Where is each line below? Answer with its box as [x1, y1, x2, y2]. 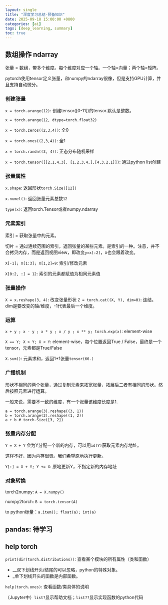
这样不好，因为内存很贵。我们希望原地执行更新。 [5, 453, 106, 459]
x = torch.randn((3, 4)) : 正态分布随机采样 [5, 148, 94, 154]
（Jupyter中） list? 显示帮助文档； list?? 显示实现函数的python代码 [5, 594, 143, 600]
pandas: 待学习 [5, 525, 52, 533]
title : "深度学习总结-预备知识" [5, 12, 65, 17]
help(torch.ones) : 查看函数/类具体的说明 [5, 584, 89, 590]
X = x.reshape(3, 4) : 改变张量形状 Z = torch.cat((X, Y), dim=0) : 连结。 [5, 296, 156, 302]
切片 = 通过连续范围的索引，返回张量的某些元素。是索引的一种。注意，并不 [5, 243, 160, 249]
